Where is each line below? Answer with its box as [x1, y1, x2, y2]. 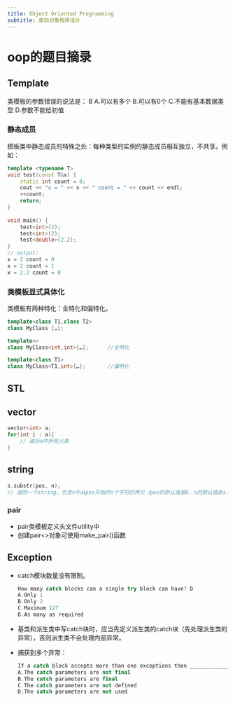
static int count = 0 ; [20, 178, 86, 185]
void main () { [7, 216, 49, 224]
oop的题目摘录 [7, 49, 92, 65]
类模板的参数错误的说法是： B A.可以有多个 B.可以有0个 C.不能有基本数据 [7, 97, 218, 105]
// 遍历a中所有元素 [20, 438, 69, 445]
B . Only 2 [17, 598, 43, 605]
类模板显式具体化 [7, 287, 65, 296]
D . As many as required [17, 611, 84, 619]
